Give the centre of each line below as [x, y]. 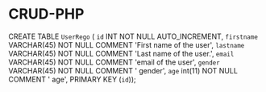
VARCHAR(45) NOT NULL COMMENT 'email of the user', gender [114, 62]
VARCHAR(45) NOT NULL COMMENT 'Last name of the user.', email [121, 53]
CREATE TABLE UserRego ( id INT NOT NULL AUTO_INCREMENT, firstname [133, 36]
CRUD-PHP [46, 14]
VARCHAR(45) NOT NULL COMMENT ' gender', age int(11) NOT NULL [123, 70]
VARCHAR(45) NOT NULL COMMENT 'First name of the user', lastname [127, 44]
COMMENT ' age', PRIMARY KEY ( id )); [72, 79]
